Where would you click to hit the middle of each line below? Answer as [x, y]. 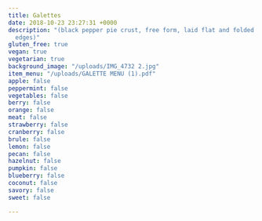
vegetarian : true [36, 60]
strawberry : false [38, 125]
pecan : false [29, 154]
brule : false [29, 139]
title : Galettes [35, 15]
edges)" [28, 37]
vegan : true [27, 52]
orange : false [31, 110]
